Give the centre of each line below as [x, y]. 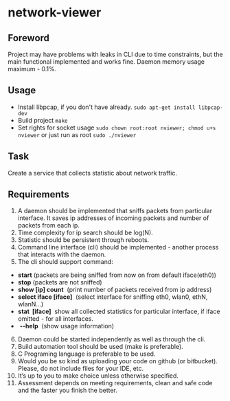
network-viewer [55, 13]
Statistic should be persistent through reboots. [83, 240]
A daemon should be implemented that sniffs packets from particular [115, 211]
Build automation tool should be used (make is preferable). [101, 347]
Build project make [43, 120]
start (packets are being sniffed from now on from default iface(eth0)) [117, 275]
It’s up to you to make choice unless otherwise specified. [98, 376]
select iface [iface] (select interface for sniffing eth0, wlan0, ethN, [113, 297]
